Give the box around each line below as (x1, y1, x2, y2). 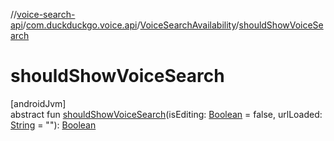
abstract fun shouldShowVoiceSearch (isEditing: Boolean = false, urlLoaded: (10, 108, 323, 120)
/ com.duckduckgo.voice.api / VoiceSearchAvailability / (22, 19, 240, 31)
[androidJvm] (10, 97, 67, 109)
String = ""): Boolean (10, 119, 97, 131)
